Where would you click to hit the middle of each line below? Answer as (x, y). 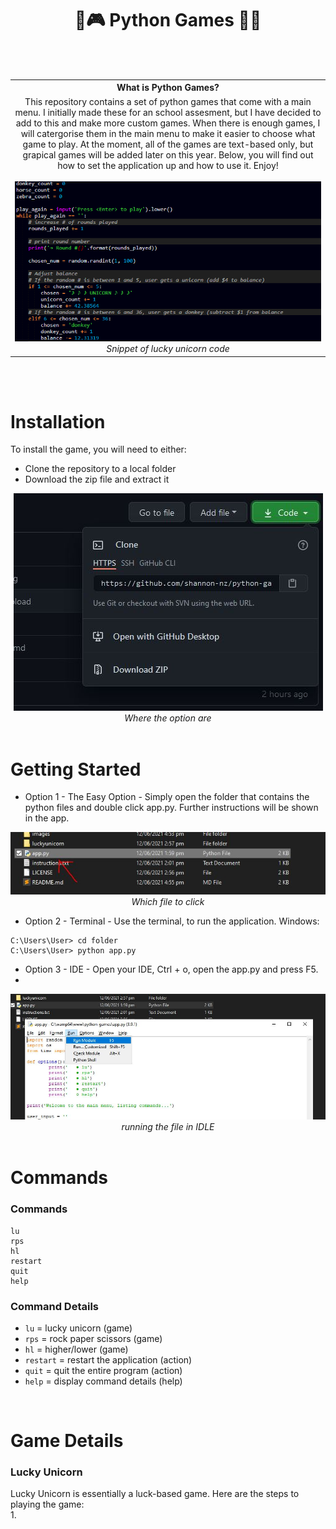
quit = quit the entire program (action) (103, 1370)
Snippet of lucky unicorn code (168, 349)
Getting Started (76, 769)
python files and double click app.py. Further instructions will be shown (171, 808)
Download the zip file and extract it (97, 479)
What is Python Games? (168, 88)
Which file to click (168, 902)
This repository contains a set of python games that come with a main (168, 101)
